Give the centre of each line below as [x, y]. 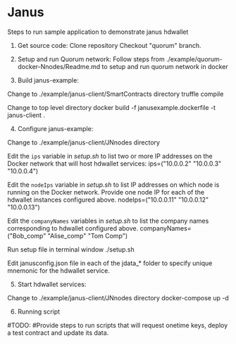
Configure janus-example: [55, 128]
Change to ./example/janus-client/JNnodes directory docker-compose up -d [118, 297]
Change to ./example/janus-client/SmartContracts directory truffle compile [116, 94]
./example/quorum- [194, 59]
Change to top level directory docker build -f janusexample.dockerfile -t [112, 107]
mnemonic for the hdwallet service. [59, 270]
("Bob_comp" [27, 235]
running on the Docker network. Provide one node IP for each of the [106, 192]
